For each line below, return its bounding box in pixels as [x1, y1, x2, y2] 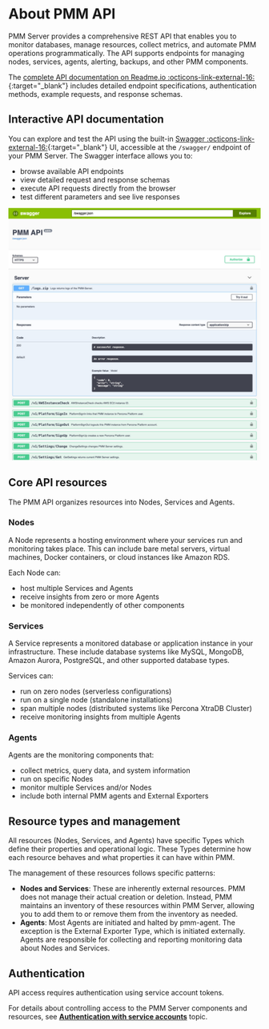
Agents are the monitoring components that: [8, 750, 155, 760]
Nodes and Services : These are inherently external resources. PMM [19, 884, 246, 894]
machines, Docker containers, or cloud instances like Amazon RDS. [8, 552, 231, 561]
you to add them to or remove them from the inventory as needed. [19, 910, 239, 919]
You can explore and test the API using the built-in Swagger [8, 134, 206, 143]
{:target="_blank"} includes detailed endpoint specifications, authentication [8, 81, 258, 90]
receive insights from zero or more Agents [19, 592, 160, 601]
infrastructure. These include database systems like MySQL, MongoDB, [8, 647, 244, 657]
